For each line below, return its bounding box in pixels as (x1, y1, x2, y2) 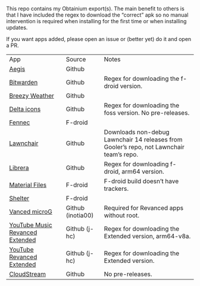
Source (65, 55, 86, 63)
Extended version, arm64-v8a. (104, 232, 191, 240)
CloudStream (9, 270, 46, 278)
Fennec (9, 118, 30, 127)
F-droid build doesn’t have (104, 177, 179, 185)
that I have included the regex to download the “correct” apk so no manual (6, 11, 189, 18)
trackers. (104, 184, 129, 193)
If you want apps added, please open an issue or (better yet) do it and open (6, 36, 192, 42)
